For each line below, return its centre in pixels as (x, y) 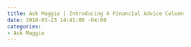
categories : (24, 26)
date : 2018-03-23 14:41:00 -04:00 (57, 20)
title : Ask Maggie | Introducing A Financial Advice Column (96, 13)
